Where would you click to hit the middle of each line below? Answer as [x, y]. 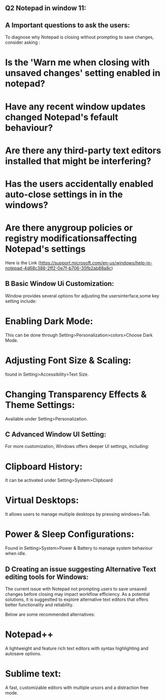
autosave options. [23, 653]
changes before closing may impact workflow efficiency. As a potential [78, 594]
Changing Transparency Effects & [76, 394]
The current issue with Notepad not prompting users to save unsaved [76, 589]
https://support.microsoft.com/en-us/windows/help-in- [96, 263]
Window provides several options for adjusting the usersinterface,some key [82, 295]
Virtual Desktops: [42, 500]
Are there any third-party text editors [83, 150]
